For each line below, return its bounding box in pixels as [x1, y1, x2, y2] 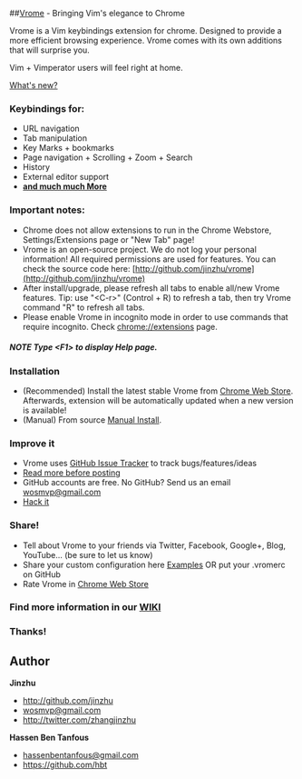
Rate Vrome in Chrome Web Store [22, 578, 150, 589]
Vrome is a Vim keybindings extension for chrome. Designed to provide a [9, 25, 283, 35]
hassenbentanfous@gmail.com [22, 750, 139, 761]
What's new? [9, 80, 58, 90]
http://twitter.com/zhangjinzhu [22, 714, 136, 725]
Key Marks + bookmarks [22, 143, 115, 154]
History [22, 162, 51, 173]
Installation [9, 365, 61, 377]
